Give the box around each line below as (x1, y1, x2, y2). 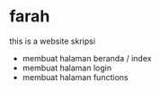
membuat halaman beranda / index (22, 53, 152, 63)
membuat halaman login (22, 62, 112, 73)
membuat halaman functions (22, 71, 129, 82)
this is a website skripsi (9, 36, 96, 46)
